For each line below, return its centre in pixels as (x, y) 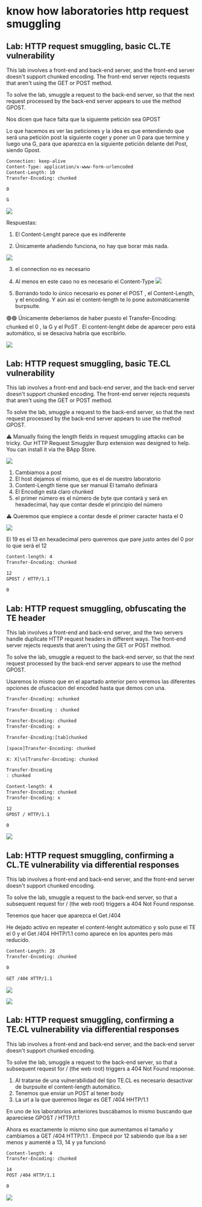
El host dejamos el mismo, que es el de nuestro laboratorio (88, 479)
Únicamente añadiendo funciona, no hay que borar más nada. (92, 246)
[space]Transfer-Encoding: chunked (51, 748)
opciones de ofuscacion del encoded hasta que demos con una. (86, 688)
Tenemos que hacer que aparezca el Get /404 (64, 915)
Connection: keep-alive (36, 161)
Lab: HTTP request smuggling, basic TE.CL (88, 363)
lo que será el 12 (27, 546)
